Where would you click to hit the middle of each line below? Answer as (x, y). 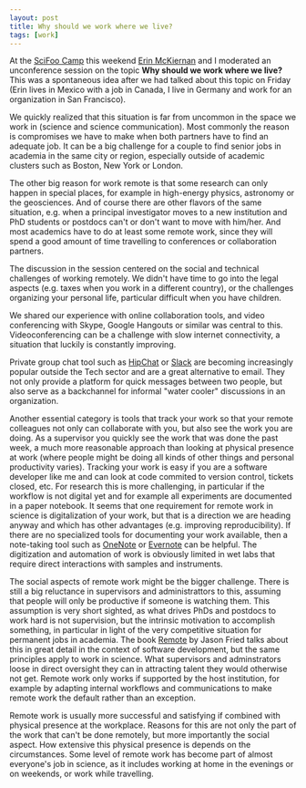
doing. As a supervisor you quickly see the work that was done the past (144, 438)
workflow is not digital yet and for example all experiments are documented (151, 496)
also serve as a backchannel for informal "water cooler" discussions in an (148, 391)
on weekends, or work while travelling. (82, 774)
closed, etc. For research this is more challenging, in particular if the (137, 487)
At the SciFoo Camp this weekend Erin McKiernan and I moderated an (140, 61)
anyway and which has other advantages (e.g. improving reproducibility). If (150, 525)
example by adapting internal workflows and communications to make (141, 689)
